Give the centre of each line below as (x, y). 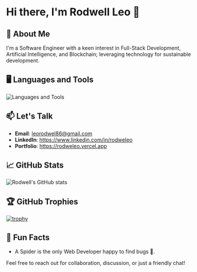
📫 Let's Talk (30, 117)
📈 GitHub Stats (35, 166)
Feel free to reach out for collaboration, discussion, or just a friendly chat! (96, 263)
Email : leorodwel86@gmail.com (54, 133)
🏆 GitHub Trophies (42, 201)
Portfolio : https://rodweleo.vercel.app (61, 146)
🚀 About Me (28, 34)
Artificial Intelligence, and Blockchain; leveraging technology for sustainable (98, 54)
